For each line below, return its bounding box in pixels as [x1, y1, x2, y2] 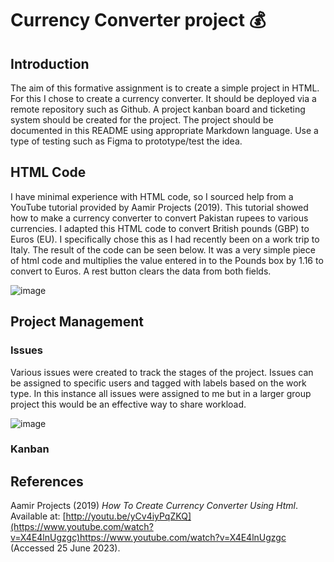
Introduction [10, 55, 90, 72]
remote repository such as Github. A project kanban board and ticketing [10, 103, 306, 115]
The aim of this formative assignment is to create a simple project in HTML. [10, 82, 320, 94]
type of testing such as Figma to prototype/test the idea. [10, 135, 243, 147]
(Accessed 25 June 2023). [10, 542, 121, 554]
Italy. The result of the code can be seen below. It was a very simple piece [10, 243, 316, 256]
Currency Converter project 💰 [10, 9, 267, 32]
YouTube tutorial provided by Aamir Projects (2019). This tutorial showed [10, 201, 309, 213]
